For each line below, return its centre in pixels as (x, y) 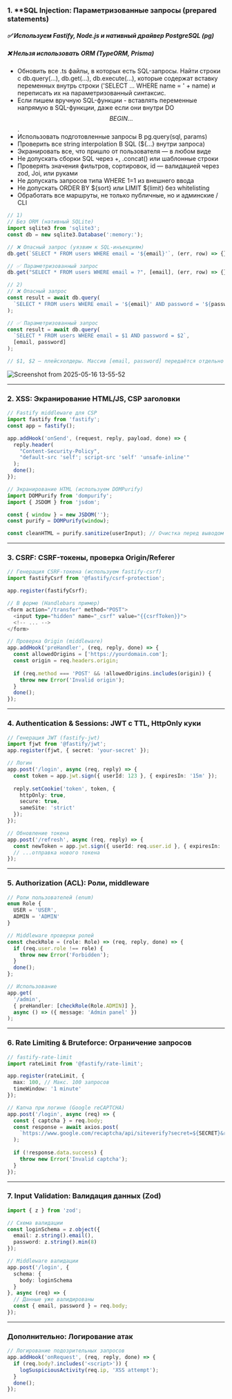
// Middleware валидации (43, 1261)
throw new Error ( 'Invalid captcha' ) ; (74, 1159)
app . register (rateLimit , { (46, 1076)
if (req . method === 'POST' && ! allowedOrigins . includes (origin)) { (113, 673)
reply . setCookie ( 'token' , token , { (65, 789)
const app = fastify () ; (41, 426)
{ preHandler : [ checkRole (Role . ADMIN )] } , (75, 1006)
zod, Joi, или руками (47, 173)
